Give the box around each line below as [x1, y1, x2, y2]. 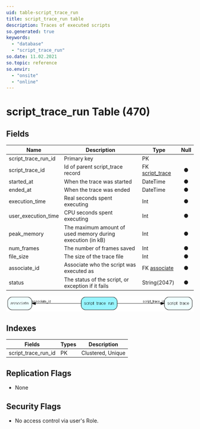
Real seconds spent [64, 194, 112, 201]
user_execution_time [8, 212, 60, 219]
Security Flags [6, 401, 61, 411]
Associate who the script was [64, 261, 136, 268]
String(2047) [142, 279, 174, 286]
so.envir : [6, 66, 31, 72]
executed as [64, 268, 94, 275]
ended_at [8, 186, 32, 193]
